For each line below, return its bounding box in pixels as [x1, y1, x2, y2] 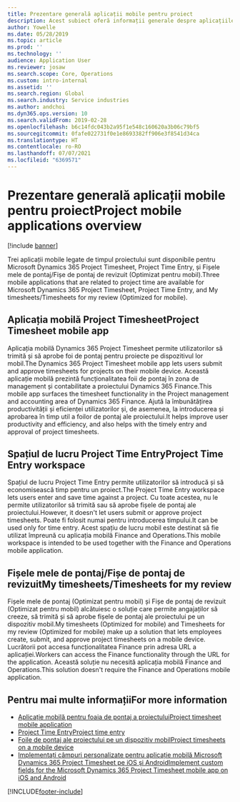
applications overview [7, 218, 142, 234]
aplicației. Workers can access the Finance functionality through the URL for [7, 651, 230, 659]
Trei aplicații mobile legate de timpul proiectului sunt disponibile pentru [7, 255, 216, 264]
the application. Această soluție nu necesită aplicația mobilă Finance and [7, 658, 221, 666]
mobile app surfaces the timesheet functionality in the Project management [7, 389, 229, 398]
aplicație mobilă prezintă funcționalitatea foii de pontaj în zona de [7, 374, 199, 383]
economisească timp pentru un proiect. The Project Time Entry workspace [7, 486, 225, 494]
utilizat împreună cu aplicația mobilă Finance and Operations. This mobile [7, 531, 221, 540]
